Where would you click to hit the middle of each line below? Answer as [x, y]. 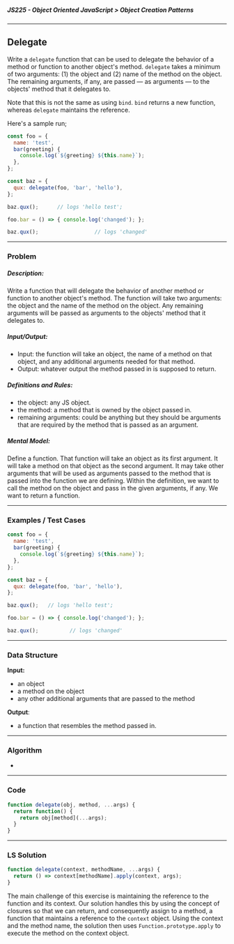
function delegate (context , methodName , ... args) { [84, 870]
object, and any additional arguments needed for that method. [106, 362]
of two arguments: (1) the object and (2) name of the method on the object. [115, 74]
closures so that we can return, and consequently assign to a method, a [110, 911]
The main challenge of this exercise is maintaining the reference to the [108, 896]
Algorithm [25, 750]
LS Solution [27, 855]
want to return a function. [44, 495]
